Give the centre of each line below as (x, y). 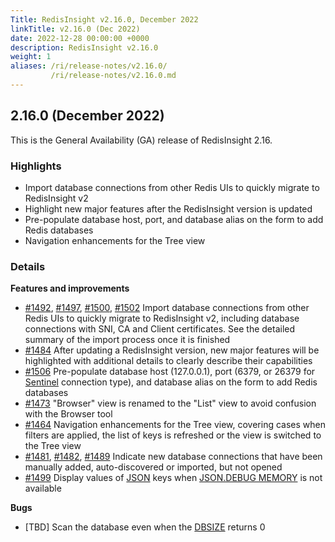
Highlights (36, 166)
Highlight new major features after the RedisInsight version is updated (168, 208)
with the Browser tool (68, 414)
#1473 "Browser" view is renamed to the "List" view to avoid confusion (170, 403)
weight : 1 (31, 57)
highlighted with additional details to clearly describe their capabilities (168, 361)
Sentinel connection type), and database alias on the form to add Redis (171, 382)
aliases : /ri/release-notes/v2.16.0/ (89, 66)
